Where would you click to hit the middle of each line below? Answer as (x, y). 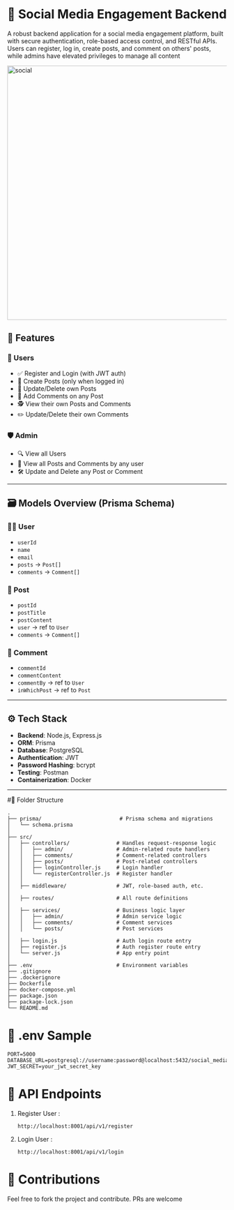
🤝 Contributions (54, 1180)
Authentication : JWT (48, 758)
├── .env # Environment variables (98, 966)
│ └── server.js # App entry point (88, 953)
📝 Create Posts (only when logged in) (71, 381)
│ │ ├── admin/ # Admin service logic (95, 917)
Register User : (39, 1113)
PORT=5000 (22, 1054)
